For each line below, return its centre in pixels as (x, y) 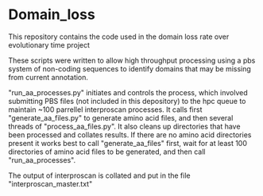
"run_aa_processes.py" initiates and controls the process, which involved (128, 92)
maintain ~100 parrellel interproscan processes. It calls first (105, 110)
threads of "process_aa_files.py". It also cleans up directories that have (124, 126)
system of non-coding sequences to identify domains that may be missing (130, 68)
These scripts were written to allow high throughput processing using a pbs (132, 60)
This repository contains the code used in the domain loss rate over (119, 37)
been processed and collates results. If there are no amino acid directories (130, 135)
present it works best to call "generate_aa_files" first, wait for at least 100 (128, 143)
